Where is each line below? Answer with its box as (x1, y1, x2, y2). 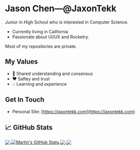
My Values (5, 57, 38, 66)
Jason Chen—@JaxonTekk (5, 3, 117, 14)
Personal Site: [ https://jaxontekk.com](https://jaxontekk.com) (12, 108, 135, 114)
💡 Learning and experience (12, 81, 67, 87)
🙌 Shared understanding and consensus (12, 71, 93, 76)
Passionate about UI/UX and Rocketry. (12, 34, 89, 40)
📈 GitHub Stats (5, 123, 53, 131)
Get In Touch (5, 96, 45, 104)
